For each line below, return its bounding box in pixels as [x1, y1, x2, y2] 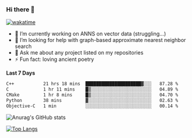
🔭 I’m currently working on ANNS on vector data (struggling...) [14, 30, 167, 37]
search [14, 43, 32, 50]
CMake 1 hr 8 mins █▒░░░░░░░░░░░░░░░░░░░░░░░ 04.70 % [6, 92, 178, 98]
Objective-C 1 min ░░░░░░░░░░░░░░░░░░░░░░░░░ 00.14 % [6, 103, 178, 109]
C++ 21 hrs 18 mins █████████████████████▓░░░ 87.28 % [6, 81, 178, 87]
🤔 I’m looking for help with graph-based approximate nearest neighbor [14, 37, 186, 44]
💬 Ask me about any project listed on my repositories [14, 49, 144, 56]
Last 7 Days [6, 69, 35, 76]
